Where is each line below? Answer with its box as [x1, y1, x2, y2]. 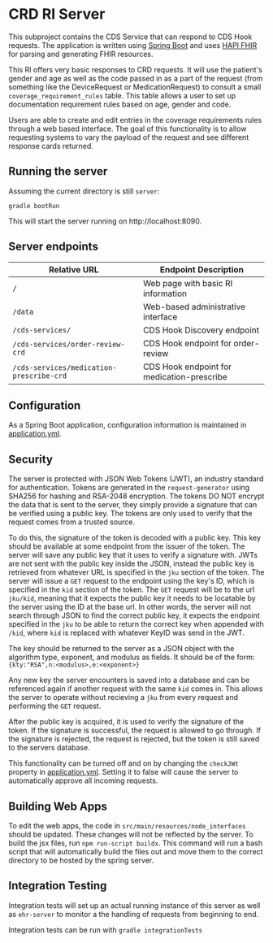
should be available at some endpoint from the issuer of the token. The [8, 541, 245, 551]
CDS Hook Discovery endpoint [143, 324, 260, 336]
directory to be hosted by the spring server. [8, 855, 154, 865]
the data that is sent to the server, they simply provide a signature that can [8, 500, 258, 510]
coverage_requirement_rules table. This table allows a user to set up [8, 90, 236, 100]
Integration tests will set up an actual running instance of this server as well [8, 900, 261, 910]
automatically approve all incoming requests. [8, 776, 158, 785]
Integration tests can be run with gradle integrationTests [8, 924, 203, 935]
